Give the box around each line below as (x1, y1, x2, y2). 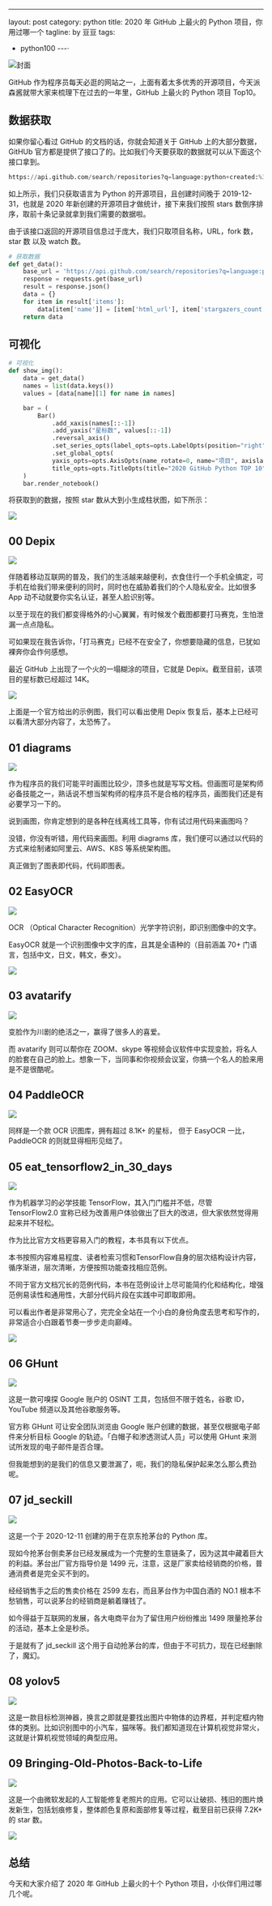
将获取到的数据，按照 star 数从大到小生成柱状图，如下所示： (8, 495, 210, 505)
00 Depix (8, 534, 56, 548)
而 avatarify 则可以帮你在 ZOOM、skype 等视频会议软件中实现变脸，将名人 (8, 1043, 257, 1054)
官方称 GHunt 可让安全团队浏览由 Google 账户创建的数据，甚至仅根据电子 (8, 1422, 253, 1432)
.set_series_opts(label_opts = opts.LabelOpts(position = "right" (51, 442, 266, 450)
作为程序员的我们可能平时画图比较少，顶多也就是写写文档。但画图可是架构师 (8, 779, 264, 788)
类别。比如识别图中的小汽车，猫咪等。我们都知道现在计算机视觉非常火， (22, 1722, 264, 1732)
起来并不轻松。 (8, 1218, 58, 1228)
